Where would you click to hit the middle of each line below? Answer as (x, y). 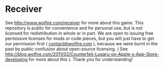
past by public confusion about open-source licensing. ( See (66, 49)
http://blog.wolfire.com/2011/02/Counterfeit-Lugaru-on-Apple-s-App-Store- (82, 54)
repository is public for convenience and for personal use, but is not (74, 28)
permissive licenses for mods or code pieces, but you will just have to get (80, 38)
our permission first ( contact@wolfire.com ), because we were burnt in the (82, 43)
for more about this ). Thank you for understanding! (81, 59)
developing (16, 59)
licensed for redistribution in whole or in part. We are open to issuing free (79, 33)
